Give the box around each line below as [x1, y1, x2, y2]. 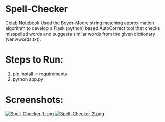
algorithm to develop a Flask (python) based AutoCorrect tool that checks [5, 25, 160, 31]
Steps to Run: [5, 54, 64, 66]
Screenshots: [5, 94, 64, 106]
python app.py [12, 76, 43, 82]
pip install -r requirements [12, 71, 67, 77]
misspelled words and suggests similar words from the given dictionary [5, 30, 155, 37]
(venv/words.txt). [5, 36, 41, 42]
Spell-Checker [5, 3, 68, 15]
